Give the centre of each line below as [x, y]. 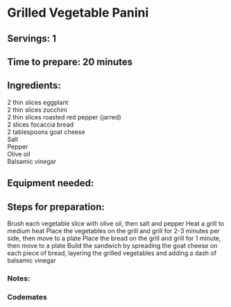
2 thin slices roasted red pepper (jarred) [64, 117]
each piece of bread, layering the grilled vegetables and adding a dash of [112, 253]
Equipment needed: [51, 183]
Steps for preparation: [56, 207]
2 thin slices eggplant [38, 102]
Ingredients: [34, 86]
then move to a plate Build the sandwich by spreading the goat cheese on [112, 245]
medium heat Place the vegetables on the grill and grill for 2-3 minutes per [113, 231]
